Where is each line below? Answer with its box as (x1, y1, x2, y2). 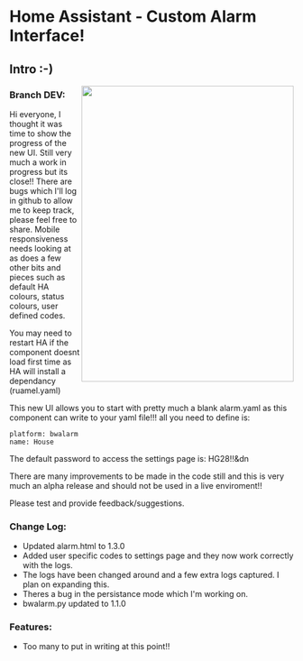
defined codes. (9, 309, 66, 321)
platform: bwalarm (9, 429, 78, 438)
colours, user (9, 300, 59, 311)
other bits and (9, 262, 61, 272)
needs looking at (9, 243, 71, 253)
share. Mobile (9, 224, 60, 234)
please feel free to (9, 214, 78, 225)
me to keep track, (9, 205, 75, 216)
